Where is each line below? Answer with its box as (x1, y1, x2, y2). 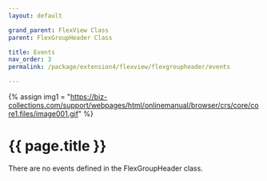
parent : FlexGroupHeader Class (8, 34, 113, 42)
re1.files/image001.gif (8, 109, 78, 119)
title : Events (8, 48, 56, 56)
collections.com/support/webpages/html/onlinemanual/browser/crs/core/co (8, 101, 259, 110)
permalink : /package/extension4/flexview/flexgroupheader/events (8, 63, 230, 71)
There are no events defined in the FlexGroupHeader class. (8, 163, 204, 173)
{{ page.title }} (8, 137, 107, 155)
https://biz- (70, 92, 108, 101)
